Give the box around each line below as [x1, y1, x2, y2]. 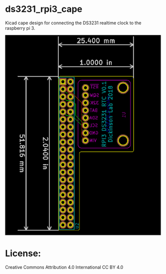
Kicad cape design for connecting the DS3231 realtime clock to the [5, 20, 142, 26]
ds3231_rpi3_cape [5, 3, 83, 15]
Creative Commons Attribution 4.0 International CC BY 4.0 [5, 264, 124, 270]
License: [5, 248, 41, 259]
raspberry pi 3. [5, 25, 36, 31]
